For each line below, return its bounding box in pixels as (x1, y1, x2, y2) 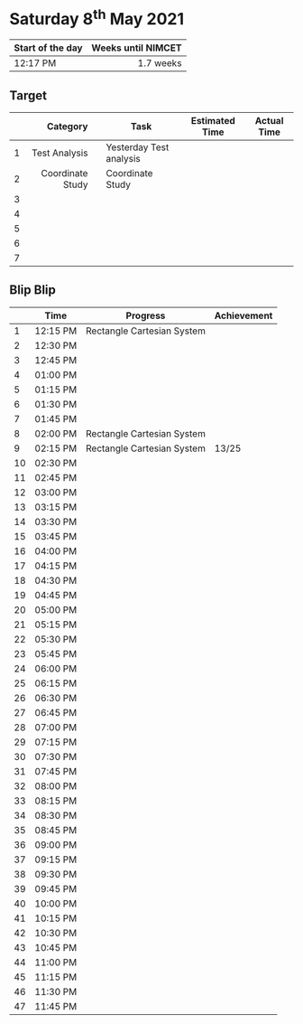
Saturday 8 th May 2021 (9, 5, 185, 30)
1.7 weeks (137, 57, 182, 70)
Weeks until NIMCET (91, 42, 182, 54)
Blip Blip (9, 282, 57, 298)
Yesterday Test (106, 141, 170, 154)
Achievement (214, 309, 273, 322)
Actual (254, 115, 284, 127)
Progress (125, 309, 166, 322)
